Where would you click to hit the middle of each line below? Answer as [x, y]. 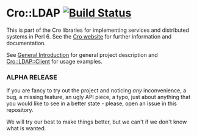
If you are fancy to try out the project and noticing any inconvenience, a [96, 91]
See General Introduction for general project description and [82, 54]
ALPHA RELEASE [32, 77]
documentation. [26, 43]
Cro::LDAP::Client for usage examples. [54, 61]
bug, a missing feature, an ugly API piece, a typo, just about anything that [99, 97]
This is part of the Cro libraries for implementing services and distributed [98, 30]
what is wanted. [26, 128]
